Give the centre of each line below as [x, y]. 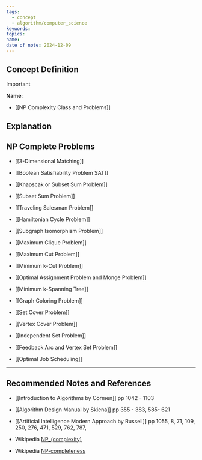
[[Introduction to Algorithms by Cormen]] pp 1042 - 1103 [84, 398]
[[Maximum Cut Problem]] [47, 254]
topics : [16, 34]
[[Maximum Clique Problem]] [51, 242]
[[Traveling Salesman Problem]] [54, 207]
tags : [13, 12]
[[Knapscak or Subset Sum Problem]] [61, 184]
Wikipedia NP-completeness [50, 450]
